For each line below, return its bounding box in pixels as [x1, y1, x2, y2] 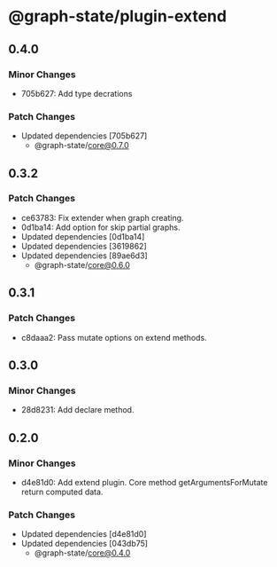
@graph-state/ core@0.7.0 [34, 140, 129, 151]
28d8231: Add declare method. [20, 405, 135, 415]
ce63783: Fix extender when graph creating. [20, 212, 184, 223]
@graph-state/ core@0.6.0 [34, 259, 130, 270]
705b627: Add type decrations [20, 88, 133, 98]
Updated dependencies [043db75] [20, 539, 148, 549]
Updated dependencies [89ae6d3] [20, 250, 148, 261]
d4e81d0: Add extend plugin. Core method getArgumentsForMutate [20, 476, 268, 487]
